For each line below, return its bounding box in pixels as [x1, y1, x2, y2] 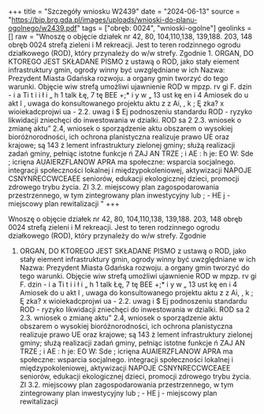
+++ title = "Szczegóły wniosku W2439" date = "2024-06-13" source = [8, 7, 240, 16]
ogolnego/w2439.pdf [8, 24, 77, 32]
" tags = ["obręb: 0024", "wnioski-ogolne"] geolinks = [76, 24, 252, 32]
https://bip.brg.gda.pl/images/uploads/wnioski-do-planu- [11, 15, 198, 24]
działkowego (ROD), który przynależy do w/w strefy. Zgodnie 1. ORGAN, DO [8, 49, 255, 57]
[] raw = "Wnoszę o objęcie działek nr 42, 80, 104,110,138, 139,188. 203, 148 [8, 31, 253, 41]
